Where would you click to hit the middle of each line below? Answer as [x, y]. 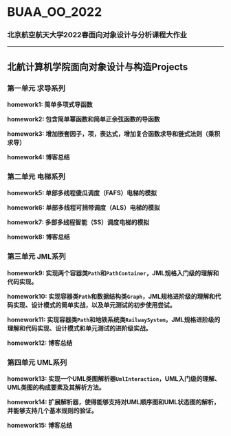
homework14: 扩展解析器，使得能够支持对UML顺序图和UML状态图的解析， [113, 402]
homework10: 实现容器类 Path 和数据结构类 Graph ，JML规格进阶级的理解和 [111, 296]
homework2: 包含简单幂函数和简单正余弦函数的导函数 [84, 119]
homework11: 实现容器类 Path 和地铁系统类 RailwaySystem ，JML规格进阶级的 [114, 319]
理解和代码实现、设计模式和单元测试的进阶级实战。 [79, 328]
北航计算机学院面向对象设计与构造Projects [98, 67]
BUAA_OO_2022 [55, 12]
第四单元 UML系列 [37, 362]
